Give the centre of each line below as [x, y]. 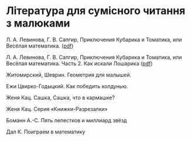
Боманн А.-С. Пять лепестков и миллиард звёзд [66, 120]
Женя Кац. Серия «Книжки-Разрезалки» [57, 109]
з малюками [38, 23]
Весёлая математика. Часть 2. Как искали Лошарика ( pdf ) [79, 63]
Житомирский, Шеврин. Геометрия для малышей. [69, 75]
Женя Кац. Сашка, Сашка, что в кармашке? [61, 98]
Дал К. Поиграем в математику [46, 132]
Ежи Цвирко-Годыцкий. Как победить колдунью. [67, 86]
